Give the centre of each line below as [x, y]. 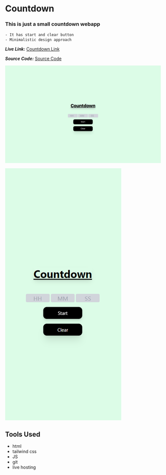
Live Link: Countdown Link [32, 49]
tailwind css [24, 452]
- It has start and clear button [40, 35]
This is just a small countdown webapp [53, 24]
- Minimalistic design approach [38, 40]
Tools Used [23, 434]
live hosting [24, 467]
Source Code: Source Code [33, 59]
